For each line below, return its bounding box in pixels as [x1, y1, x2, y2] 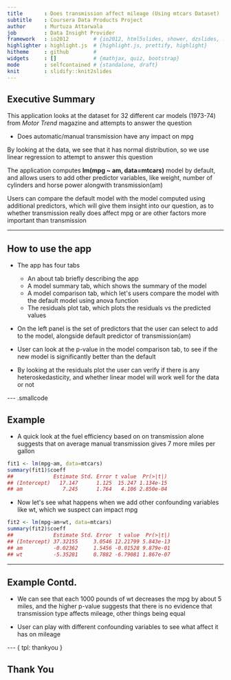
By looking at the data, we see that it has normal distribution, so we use [7, 146, 210, 154]
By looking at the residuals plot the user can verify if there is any [16, 366, 200, 374]
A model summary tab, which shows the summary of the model [27, 282, 207, 290]
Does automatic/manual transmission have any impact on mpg [16, 132, 194, 141]
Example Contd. [7, 577, 77, 588]
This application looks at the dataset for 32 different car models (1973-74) [7, 112, 217, 120]
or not [16, 381, 34, 389]
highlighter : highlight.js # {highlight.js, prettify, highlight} [7, 42, 208, 49]
